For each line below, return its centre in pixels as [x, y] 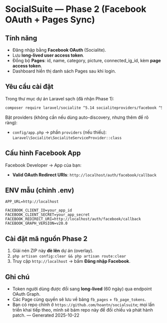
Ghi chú [17, 277]
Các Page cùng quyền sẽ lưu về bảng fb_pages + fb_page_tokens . [79, 299]
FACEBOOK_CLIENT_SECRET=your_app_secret [48, 215]
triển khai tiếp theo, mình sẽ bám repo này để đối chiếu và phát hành [83, 310]
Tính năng [21, 38]
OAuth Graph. [26, 294]
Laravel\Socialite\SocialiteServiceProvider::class [67, 138]
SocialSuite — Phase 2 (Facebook [76, 9]
